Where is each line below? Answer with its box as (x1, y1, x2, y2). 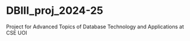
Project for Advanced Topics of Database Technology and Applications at (6, 23, 184, 30)
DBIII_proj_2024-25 (6, 4, 104, 17)
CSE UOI (6, 29, 28, 36)
